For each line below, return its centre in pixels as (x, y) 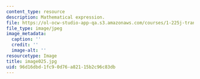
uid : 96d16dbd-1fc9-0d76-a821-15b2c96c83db (61, 67)
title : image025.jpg (32, 61)
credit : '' (25, 45)
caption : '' (26, 39)
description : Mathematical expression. (56, 17)
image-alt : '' (29, 50)
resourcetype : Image (32, 56)
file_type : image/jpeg (34, 28)
